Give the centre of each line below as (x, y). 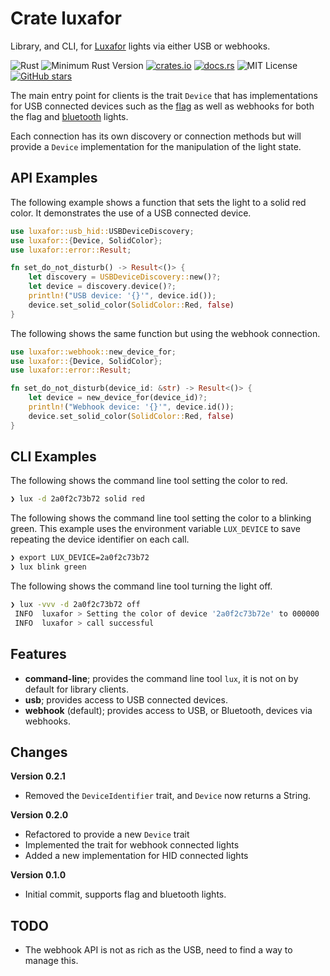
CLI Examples (53, 457)
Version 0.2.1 (38, 776)
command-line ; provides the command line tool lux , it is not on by (161, 678)
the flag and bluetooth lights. (69, 116)
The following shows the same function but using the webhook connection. (165, 333)
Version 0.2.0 (39, 815)
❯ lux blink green (48, 567)
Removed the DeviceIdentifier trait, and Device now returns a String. (168, 796)
